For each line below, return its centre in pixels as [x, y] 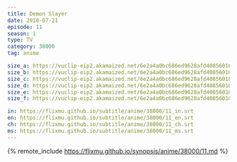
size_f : [19, 99]
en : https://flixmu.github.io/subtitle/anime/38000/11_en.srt [101, 118]
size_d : [19, 85]
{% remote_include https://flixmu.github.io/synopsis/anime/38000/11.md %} [118, 151]
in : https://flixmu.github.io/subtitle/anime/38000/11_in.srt [101, 111]
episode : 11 [25, 27]
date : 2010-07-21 [33, 20]
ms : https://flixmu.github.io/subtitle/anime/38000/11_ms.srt [101, 131]
